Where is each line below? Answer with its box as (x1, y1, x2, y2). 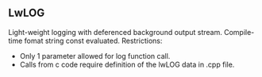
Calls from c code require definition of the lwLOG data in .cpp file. (19, 60, 235, 69)
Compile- (223, 27, 255, 37)
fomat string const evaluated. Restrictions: (24, 36, 163, 45)
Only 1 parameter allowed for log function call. (19, 51, 171, 60)
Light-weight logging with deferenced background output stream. (8, 27, 222, 37)
